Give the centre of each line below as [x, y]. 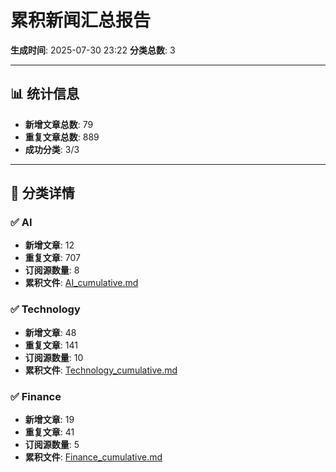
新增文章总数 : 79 [59, 124]
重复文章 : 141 [51, 345]
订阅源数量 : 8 [52, 270]
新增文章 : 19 [49, 420]
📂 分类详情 [42, 193]
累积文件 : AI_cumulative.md [81, 283]
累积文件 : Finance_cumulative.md [93, 457]
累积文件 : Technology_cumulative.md [101, 370]
